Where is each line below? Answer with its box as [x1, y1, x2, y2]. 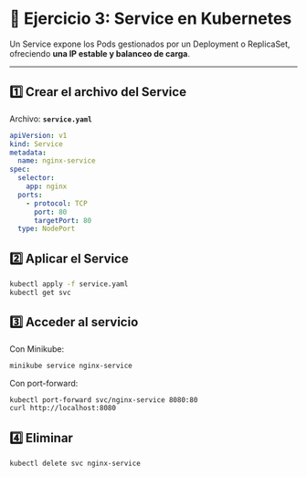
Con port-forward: [9, 377, 79, 388]
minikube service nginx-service [9, 361, 132, 370]
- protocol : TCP [26, 198, 89, 208]
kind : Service [9, 139, 64, 149]
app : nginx [26, 182, 68, 191]
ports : [17, 190, 43, 199]
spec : [9, 164, 30, 175]
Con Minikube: [9, 343, 65, 355]
